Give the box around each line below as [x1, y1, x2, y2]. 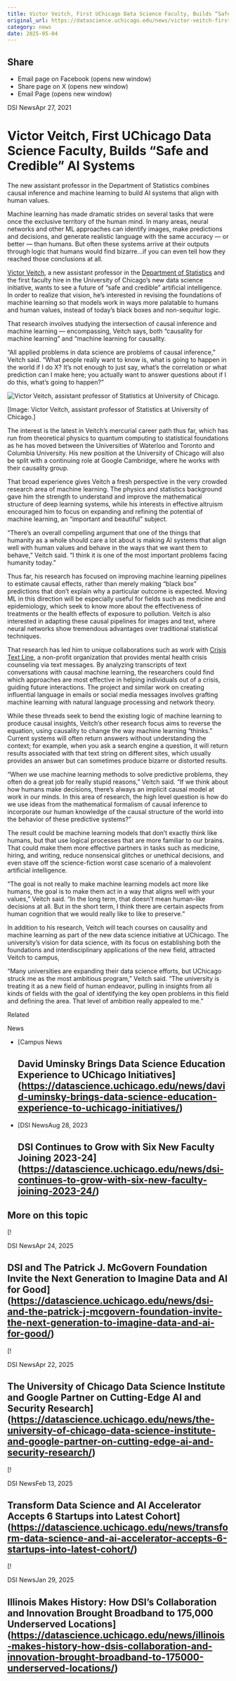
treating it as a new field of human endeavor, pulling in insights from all [7, 982, 212, 990]
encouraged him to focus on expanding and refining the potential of [7, 508, 204, 515]
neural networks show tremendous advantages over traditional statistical [7, 625, 218, 632]
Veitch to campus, [7, 954, 60, 961]
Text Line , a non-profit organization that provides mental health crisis [7, 653, 207, 661]
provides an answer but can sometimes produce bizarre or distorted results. [7, 756, 228, 765]
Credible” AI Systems [7, 158, 136, 174]
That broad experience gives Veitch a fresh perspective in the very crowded [7, 477, 228, 486]
